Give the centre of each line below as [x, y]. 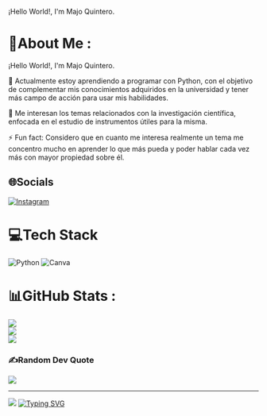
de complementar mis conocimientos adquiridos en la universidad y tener [128, 89]
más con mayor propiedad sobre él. [66, 157]
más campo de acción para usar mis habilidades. [88, 98]
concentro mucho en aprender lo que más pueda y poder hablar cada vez [129, 148]
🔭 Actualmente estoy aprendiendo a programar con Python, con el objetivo [130, 81]
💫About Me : [50, 44]
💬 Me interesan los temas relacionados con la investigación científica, [122, 113]
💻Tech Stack [53, 235]
